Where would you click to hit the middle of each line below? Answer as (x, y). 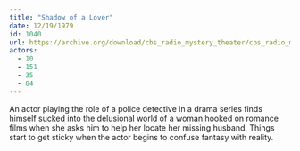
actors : (24, 51)
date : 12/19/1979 (42, 26)
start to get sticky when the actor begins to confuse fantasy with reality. (142, 137)
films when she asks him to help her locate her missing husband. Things (142, 127)
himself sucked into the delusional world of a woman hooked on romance (144, 118)
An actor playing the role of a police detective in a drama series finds (136, 108)
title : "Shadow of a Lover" (62, 17)
